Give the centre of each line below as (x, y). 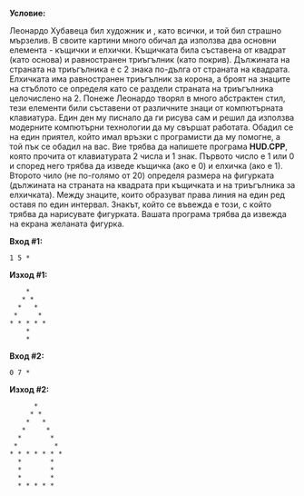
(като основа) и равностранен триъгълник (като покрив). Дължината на (150, 60)
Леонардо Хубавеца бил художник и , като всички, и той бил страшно (146, 30)
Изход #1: (29, 275)
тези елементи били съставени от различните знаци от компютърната (147, 108)
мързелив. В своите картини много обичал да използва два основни (143, 40)
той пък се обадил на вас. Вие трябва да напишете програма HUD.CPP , (149, 146)
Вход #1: (26, 241)
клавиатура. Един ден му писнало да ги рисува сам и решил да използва (152, 118)
